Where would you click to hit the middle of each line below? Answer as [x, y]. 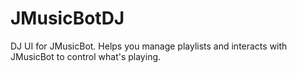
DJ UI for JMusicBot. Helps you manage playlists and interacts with [149, 46]
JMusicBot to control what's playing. [86, 56]
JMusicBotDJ [67, 18]
